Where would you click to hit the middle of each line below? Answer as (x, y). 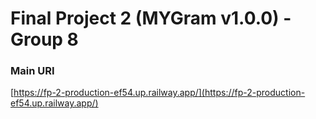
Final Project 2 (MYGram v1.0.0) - (151, 18)
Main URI (32, 71)
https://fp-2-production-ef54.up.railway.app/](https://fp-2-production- (159, 93)
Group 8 (44, 39)
